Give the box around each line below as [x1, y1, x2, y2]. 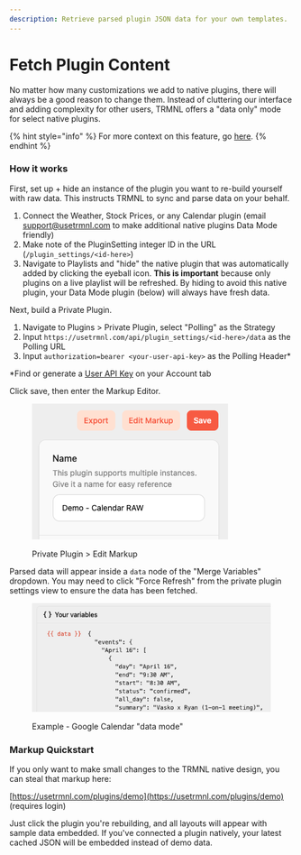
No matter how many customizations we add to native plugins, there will [9, 84, 277, 95]
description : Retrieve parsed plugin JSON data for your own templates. [9, 14, 288, 23]
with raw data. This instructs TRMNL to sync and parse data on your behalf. [9, 192, 290, 203]
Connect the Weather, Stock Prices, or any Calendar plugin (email [22, 210, 267, 221]
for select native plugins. [9, 113, 101, 124]
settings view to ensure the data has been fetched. [9, 584, 198, 595]
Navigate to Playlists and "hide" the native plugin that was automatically [22, 258, 289, 269]
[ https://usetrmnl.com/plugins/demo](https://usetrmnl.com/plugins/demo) [9, 790, 284, 802]
